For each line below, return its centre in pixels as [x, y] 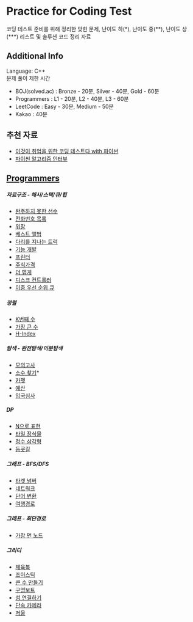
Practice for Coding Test [69, 11]
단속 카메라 [28, 605]
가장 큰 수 [26, 327]
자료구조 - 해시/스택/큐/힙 [37, 194]
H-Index [25, 334]
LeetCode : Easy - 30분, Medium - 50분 [64, 106]
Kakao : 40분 [31, 114]
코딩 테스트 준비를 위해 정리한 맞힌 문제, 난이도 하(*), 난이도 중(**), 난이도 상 [97, 29]
